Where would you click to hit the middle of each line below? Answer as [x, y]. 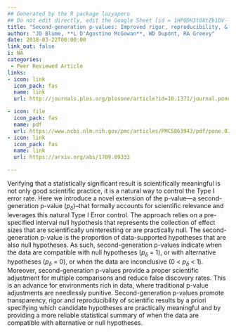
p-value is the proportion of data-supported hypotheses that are [133, 237]
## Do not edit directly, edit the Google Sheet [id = [89, 20]
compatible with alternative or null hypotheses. [75, 323]
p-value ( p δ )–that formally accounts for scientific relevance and [132, 207]
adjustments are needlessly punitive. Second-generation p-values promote [116, 293]
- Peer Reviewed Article [46, 66]
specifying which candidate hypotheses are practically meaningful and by [114, 308]
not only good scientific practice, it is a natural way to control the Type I [111, 191]
